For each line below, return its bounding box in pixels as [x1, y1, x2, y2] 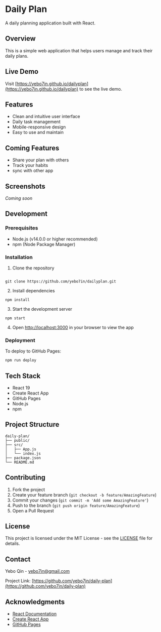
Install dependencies [12, 287, 55, 293]
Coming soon [5, 195, 33, 201]
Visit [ [5, 81, 17, 87]
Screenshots [5, 182, 46, 190]
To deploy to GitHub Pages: [5, 348, 61, 354]
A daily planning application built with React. [5, 20, 96, 26]
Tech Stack [5, 372, 41, 380]
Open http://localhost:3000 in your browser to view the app [12, 324, 134, 330]
